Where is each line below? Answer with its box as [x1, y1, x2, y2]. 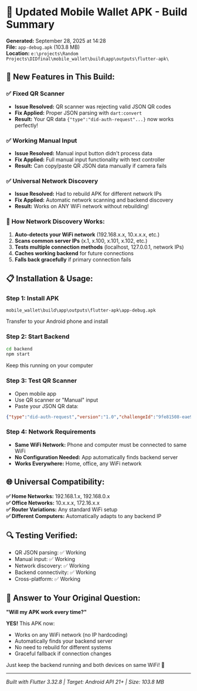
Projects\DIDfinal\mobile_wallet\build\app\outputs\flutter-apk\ [6, 56, 169, 62]
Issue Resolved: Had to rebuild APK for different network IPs [14, 191, 162, 198]
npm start [6, 351, 30, 358]
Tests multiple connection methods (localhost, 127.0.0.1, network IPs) [14, 243, 184, 251]
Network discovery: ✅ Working [14, 562, 90, 569]
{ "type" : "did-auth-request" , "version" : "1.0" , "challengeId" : [6, 414, 157, 420]
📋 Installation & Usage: [6, 273, 93, 283]
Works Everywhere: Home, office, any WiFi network [14, 460, 142, 467]
